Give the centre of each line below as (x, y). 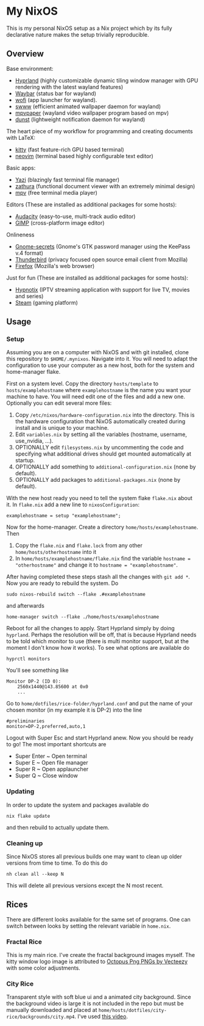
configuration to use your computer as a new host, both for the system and (100, 365)
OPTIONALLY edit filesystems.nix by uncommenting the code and (99, 448)
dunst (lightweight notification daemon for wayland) (80, 119)
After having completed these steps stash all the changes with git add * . (98, 577)
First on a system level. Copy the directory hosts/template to (83, 384)
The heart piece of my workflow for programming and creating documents (100, 131)
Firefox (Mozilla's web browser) (55, 266)
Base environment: (30, 68)
